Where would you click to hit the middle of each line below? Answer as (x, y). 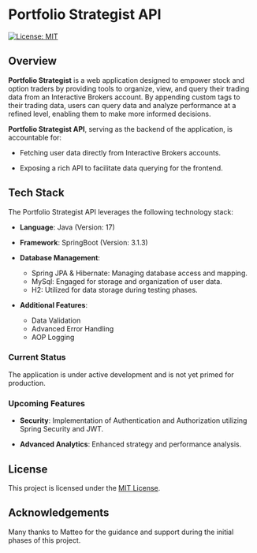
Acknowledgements (59, 513)
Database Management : (60, 257)
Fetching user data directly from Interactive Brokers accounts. (120, 152)
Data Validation (56, 320)
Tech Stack (36, 193)
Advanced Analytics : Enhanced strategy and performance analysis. (130, 444)
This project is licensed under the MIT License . (84, 488)
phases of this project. (45, 540)
